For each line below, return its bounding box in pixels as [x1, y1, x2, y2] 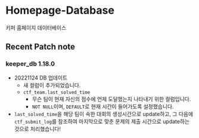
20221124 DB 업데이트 [14, 74, 68, 81]
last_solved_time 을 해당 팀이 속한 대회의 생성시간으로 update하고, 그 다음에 [14, 110, 194, 117]
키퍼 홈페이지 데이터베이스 [5, 24, 67, 31]
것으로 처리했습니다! [14, 125, 61, 132]
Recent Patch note [5, 42, 76, 52]
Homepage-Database [5, 4, 114, 17]
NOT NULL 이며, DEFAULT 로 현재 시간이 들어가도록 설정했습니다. [32, 103, 174, 110]
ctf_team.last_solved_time [23, 89, 91, 96]
